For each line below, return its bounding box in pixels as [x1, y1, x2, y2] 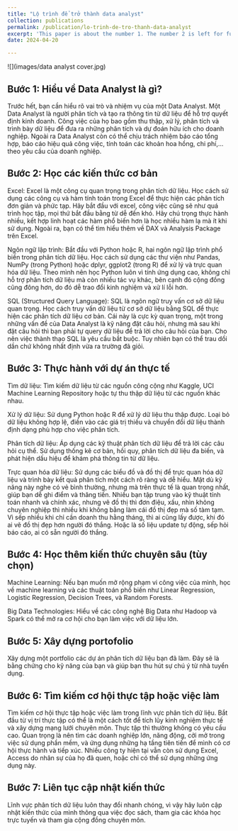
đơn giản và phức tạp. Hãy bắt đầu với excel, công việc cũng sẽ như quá [7, 201, 218, 210]
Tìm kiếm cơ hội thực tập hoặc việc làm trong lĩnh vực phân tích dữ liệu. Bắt [7, 708, 228, 717]
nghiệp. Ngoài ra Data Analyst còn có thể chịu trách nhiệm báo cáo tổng [7, 132, 218, 140]
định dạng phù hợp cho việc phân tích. [7, 425, 120, 433]
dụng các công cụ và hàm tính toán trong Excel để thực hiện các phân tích [7, 194, 225, 202]
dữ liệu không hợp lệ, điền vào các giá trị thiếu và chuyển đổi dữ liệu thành [7, 418, 225, 426]
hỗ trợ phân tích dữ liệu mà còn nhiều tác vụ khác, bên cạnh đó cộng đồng [7, 275, 225, 284]
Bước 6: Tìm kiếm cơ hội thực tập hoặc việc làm [7, 689, 220, 702]
